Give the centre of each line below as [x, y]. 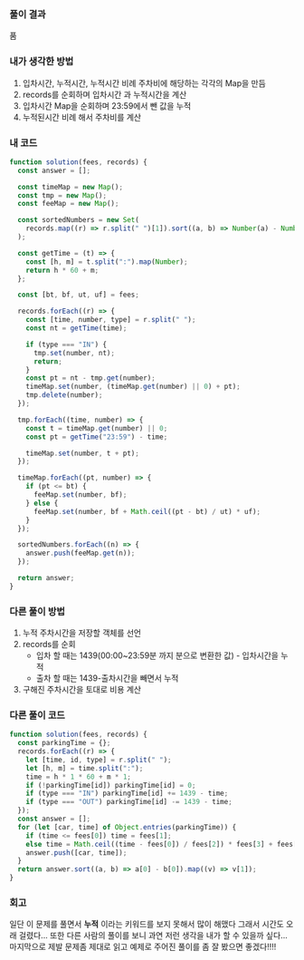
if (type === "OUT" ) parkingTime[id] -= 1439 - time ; [129, 802]
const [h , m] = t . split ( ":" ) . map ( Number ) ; [107, 262]
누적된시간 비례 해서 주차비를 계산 [82, 117]
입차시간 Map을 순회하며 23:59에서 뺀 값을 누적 [107, 105]
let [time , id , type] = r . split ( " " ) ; [99, 760]
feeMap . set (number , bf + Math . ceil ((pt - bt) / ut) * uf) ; [147, 511]
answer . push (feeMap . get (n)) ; [81, 553]
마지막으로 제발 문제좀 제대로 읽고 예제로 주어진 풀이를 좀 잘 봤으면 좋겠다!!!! [143, 947]
